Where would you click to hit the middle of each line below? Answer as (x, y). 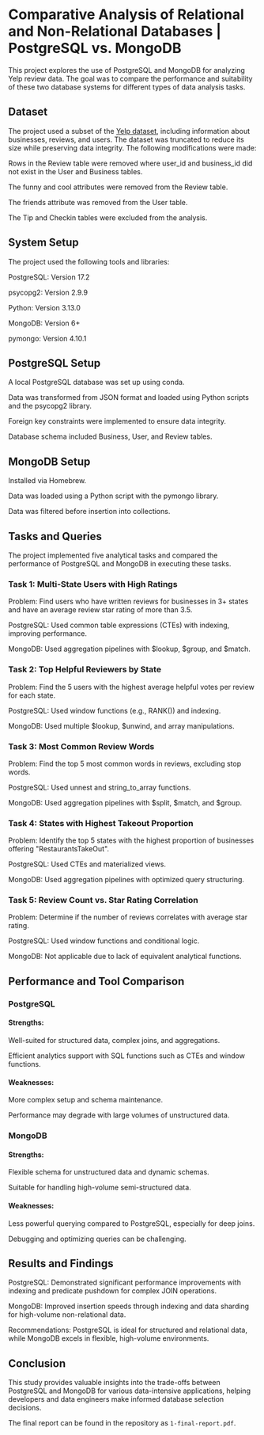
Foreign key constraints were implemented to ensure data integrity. (117, 421)
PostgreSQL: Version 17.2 (49, 277)
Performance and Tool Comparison (96, 981)
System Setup (43, 243)
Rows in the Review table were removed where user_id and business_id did (130, 163)
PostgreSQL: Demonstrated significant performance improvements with (124, 1283)
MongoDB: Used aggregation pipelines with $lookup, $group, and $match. (130, 649)
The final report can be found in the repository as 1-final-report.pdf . (122, 1423)
